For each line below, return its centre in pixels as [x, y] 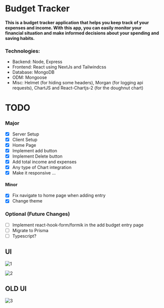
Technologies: [23, 51]
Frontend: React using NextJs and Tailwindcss [59, 67]
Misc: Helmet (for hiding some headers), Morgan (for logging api [78, 83]
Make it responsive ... [34, 173]
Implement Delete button [37, 156]
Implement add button [35, 150]
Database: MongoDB [33, 72]
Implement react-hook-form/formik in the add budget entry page [78, 225]
